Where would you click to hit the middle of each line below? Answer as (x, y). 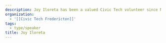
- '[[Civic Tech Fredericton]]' (43, 19)
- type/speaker (25, 28)
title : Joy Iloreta (25, 33)
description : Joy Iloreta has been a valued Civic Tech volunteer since (82, 10)
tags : (11, 23)
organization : (20, 14)
